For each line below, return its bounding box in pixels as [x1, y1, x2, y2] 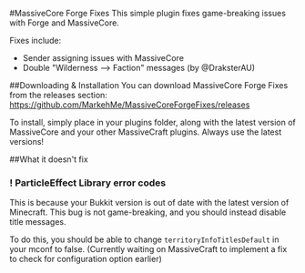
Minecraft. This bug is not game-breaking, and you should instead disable [9, 207, 287, 217]
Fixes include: [9, 35, 62, 45]
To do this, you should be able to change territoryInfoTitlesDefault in [9, 234, 280, 245]
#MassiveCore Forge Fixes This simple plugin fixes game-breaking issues [9, 8, 287, 18]
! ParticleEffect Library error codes [9, 177, 167, 189]
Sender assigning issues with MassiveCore [22, 53, 185, 63]
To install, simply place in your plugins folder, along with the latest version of [9, 117, 296, 127]
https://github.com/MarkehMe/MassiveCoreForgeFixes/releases [9, 99, 250, 110]
